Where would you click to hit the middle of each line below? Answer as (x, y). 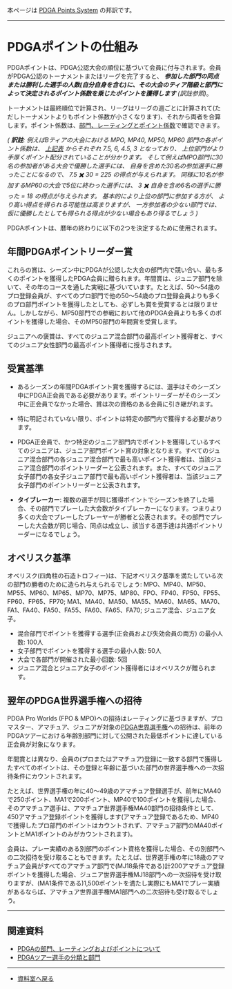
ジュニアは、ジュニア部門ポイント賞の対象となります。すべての (119, 450)
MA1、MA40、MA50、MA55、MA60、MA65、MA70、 (145, 602)
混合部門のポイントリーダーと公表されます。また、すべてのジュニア (125, 467)
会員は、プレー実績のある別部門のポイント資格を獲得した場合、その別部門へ (116, 849)
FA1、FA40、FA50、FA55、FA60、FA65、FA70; (75, 610)
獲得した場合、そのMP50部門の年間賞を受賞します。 (106, 321)
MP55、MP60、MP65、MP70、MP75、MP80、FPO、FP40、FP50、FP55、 (116, 593)
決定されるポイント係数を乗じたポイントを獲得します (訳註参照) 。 (118, 93)
